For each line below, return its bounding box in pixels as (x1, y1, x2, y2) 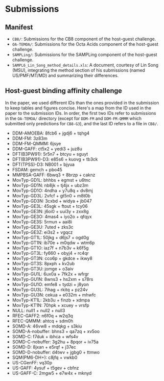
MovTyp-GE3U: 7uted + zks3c (12, 224, 73, 230)
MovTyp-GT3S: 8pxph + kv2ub (12, 260, 75, 266)
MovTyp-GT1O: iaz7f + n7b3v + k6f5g (12, 245, 89, 251)
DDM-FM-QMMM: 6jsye (12, 140, 61, 146)
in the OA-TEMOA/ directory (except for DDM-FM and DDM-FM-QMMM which (5, 115, 142, 121)
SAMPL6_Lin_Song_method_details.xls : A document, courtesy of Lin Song (12, 62, 159, 68)
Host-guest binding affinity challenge (5, 87, 122, 95)
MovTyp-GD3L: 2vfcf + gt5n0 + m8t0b (12, 192, 91, 198)
